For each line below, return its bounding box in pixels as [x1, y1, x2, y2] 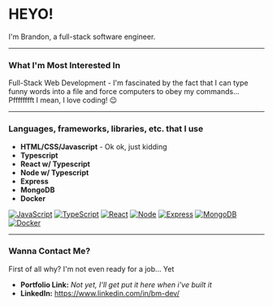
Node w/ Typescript [19, 167, 89, 177]
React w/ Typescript [19, 159, 91, 169]
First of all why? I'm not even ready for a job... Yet [8, 264, 175, 274]
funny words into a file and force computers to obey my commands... [8, 87, 240, 97]
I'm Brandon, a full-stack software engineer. [8, 32, 156, 41]
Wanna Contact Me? [8, 245, 91, 256]
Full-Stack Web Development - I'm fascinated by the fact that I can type [8, 78, 249, 88]
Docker [19, 193, 46, 203]
